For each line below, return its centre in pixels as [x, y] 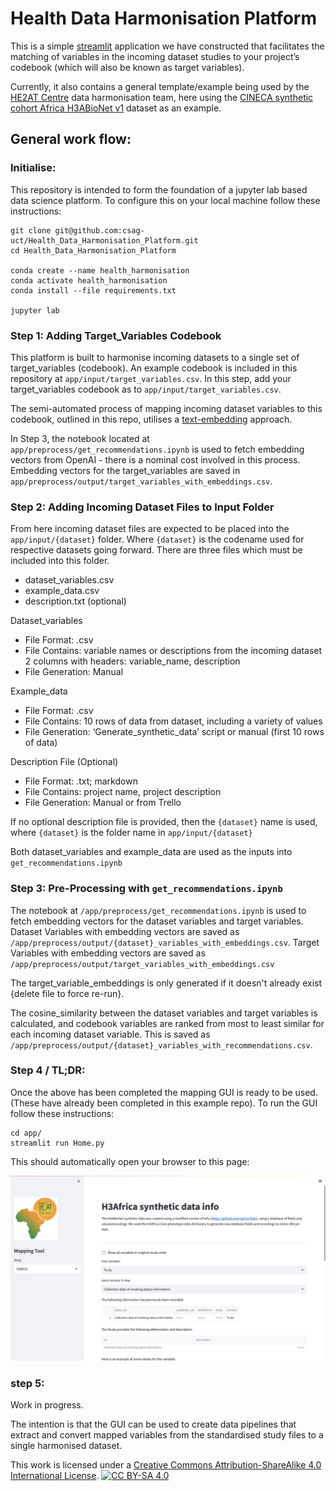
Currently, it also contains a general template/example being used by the [160, 86]
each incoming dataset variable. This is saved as [110, 1034]
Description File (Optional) [64, 762]
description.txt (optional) [75, 601]
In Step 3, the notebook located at [80, 438]
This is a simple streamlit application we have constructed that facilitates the [167, 46]
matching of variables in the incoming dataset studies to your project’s [155, 56]
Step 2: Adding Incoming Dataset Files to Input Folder [142, 507]
